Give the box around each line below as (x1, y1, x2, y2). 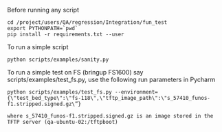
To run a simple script (7, 43, 69, 51)
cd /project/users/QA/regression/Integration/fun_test (7, 19, 168, 26)
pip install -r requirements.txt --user (7, 31, 125, 38)
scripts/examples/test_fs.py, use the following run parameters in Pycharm (7, 75, 216, 83)
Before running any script (7, 6, 79, 14)
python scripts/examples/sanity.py (7, 56, 109, 63)
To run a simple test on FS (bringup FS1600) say (7, 68, 144, 76)
